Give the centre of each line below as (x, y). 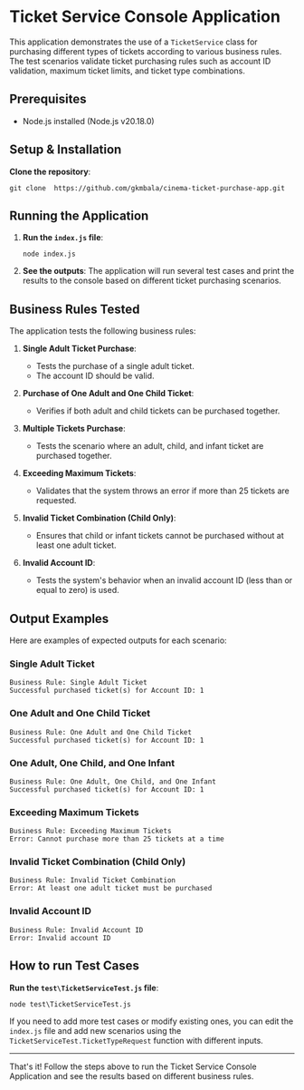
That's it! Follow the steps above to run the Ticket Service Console (133, 1066)
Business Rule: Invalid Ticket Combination (93, 881)
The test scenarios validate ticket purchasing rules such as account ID (140, 61)
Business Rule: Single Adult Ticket (78, 683)
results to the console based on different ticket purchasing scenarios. (152, 281)
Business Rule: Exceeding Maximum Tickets (90, 832)
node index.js (49, 254)
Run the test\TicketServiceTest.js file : (84, 988)
